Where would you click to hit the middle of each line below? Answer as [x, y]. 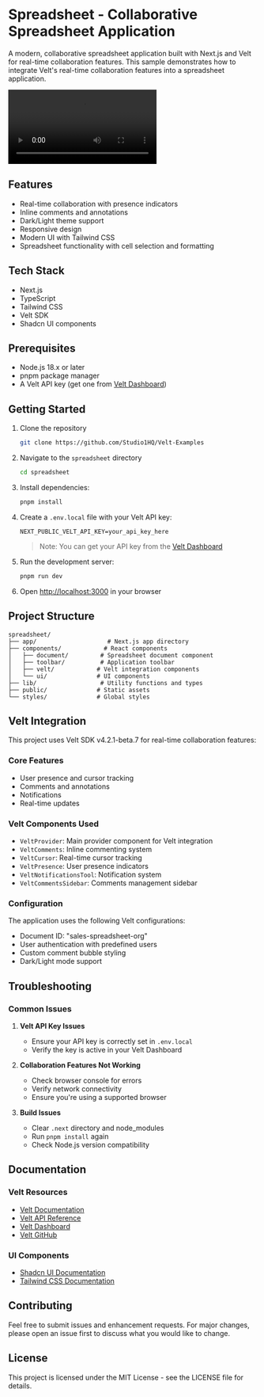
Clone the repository [53, 428]
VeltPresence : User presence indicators [84, 866]
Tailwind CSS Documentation [67, 1281]
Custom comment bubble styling [73, 953]
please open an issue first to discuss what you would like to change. [119, 1333]
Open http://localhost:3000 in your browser [91, 591]
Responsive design [51, 229]
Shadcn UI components [58, 323]
